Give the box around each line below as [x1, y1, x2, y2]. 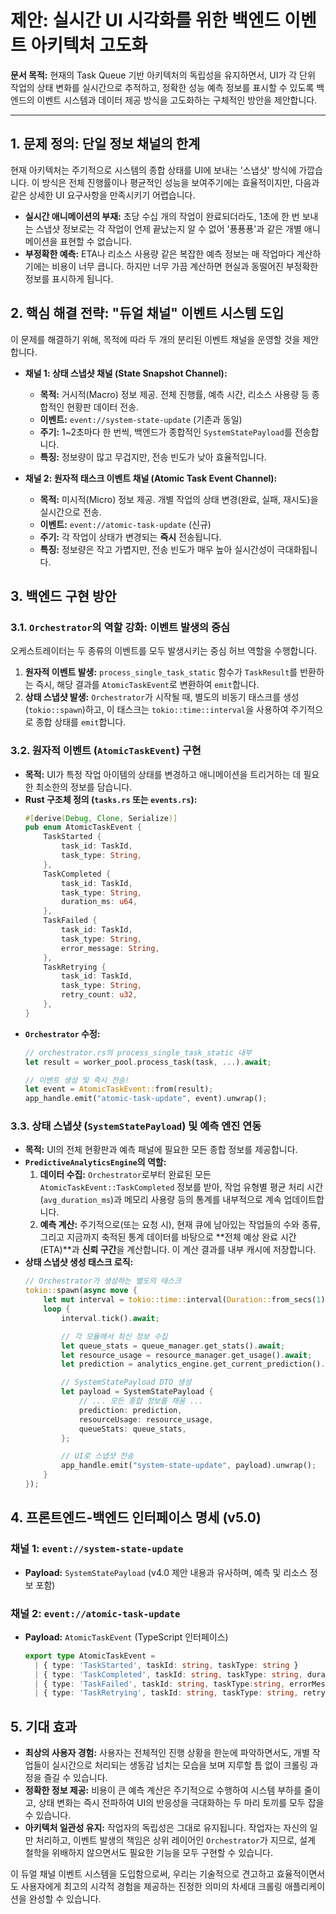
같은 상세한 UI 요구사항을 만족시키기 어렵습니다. [10, 189, 196, 201]
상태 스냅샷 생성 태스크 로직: [24, 1256, 134, 1268]
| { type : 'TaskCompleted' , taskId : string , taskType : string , [34, 1669, 303, 1680]
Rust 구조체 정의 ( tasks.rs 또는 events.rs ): [24, 793, 198, 805]
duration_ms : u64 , [61, 897, 138, 907]
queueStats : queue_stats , [78, 1424, 187, 1434]
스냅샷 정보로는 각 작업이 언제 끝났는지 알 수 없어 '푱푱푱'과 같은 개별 [35, 222, 302, 235]
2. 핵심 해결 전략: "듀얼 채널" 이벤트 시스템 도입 [10, 305, 285, 322]
